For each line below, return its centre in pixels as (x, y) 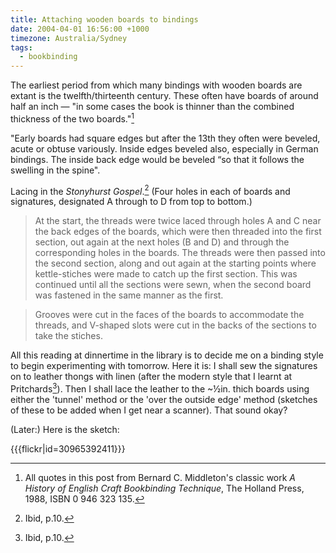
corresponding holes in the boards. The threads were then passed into (180, 253)
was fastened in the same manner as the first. (129, 295)
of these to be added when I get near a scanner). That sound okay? (149, 410)
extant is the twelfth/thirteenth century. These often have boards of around (164, 96)
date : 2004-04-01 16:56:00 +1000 (80, 29)
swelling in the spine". (55, 170)
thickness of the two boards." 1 (72, 118)
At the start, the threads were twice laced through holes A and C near (178, 221)
